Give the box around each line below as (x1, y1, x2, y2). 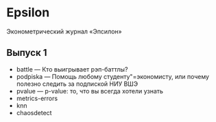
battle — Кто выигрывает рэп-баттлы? (16, 65, 128, 73)
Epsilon (6, 5, 50, 20)
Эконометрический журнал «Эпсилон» (6, 27, 122, 35)
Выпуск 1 (6, 47, 47, 59)
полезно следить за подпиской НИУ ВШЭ (16, 80, 139, 88)
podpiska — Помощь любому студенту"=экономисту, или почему (16, 72, 210, 80)
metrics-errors (16, 94, 58, 102)
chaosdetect (16, 108, 52, 117)
